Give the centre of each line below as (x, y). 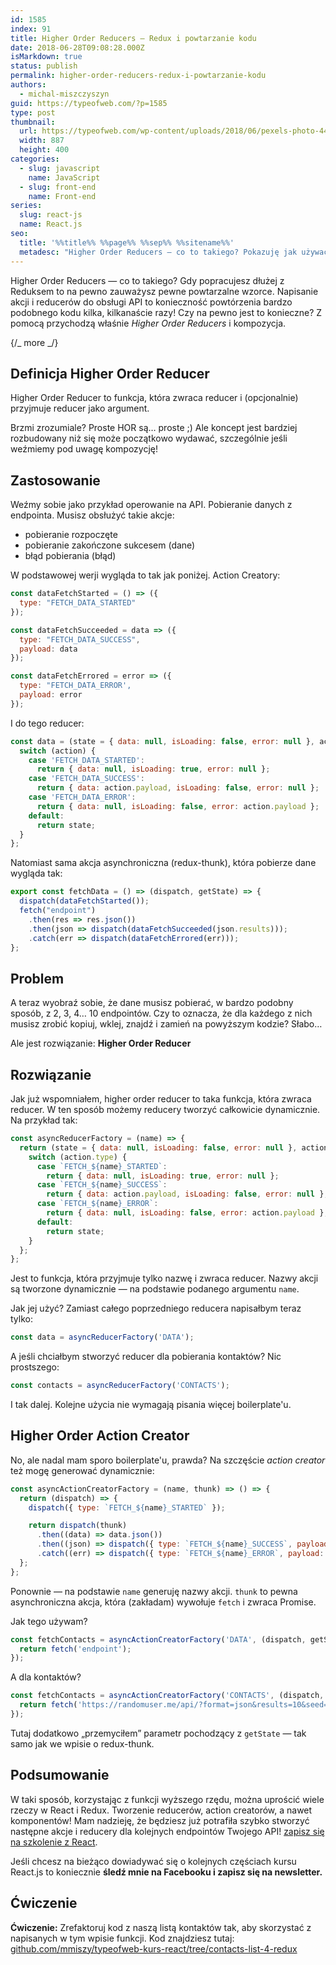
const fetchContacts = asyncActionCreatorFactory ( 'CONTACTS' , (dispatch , (167, 1696)
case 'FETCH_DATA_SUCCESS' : (86, 779)
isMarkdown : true (46, 57)
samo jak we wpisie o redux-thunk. (82, 1743)
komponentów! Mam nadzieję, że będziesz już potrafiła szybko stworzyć (160, 1820)
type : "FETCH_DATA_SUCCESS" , (80, 639)
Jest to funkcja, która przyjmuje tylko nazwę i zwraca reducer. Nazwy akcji (164, 1278)
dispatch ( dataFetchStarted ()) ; (84, 901)
